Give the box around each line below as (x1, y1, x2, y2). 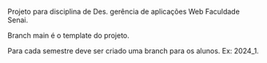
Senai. (7, 15, 29, 25)
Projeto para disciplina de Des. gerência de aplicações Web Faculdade (7, 7, 241, 16)
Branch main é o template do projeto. (7, 31, 130, 40)
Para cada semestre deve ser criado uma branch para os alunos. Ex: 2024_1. (7, 46, 259, 55)
